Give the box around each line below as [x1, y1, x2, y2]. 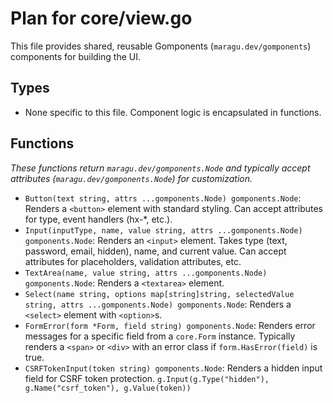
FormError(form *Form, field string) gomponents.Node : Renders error [24, 319, 316, 331]
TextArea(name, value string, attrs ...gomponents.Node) [24, 268, 268, 278]
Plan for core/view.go [10, 7, 193, 30]
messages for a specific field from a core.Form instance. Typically [24, 330, 296, 342]
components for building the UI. [10, 50, 142, 62]
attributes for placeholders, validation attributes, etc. [24, 255, 242, 267]
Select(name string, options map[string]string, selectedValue [24, 289, 295, 299]
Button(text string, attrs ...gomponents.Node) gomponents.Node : [24, 192, 302, 204]
